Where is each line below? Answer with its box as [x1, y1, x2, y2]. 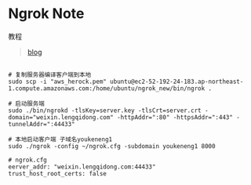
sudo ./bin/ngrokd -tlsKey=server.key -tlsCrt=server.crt [8, 107, 202, 114]
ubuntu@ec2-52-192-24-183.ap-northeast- [109, 78, 244, 85]
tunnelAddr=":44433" [8, 120, 76, 128]
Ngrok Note [8, 5, 85, 23]
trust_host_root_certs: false [8, 169, 107, 177]
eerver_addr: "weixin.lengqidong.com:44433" [8, 162, 156, 171]
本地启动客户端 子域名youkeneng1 [15, 135, 112, 143]
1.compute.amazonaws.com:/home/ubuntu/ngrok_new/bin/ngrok [8, 84, 206, 92]
